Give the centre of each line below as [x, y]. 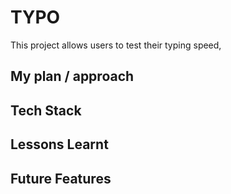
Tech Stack [46, 110]
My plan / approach [72, 76]
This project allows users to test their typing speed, [116, 45]
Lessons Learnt [59, 144]
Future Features [61, 178]
